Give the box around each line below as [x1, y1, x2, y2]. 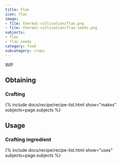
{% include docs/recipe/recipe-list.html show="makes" [5, 102, 117, 108]
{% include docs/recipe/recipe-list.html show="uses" [5, 147, 113, 153]
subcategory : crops [5, 48, 45, 53]
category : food [5, 44, 36, 49]
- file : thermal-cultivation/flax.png [5, 21, 84, 26]
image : [5, 16, 19, 21]
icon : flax [5, 12, 27, 17]
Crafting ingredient [5, 136, 51, 143]
